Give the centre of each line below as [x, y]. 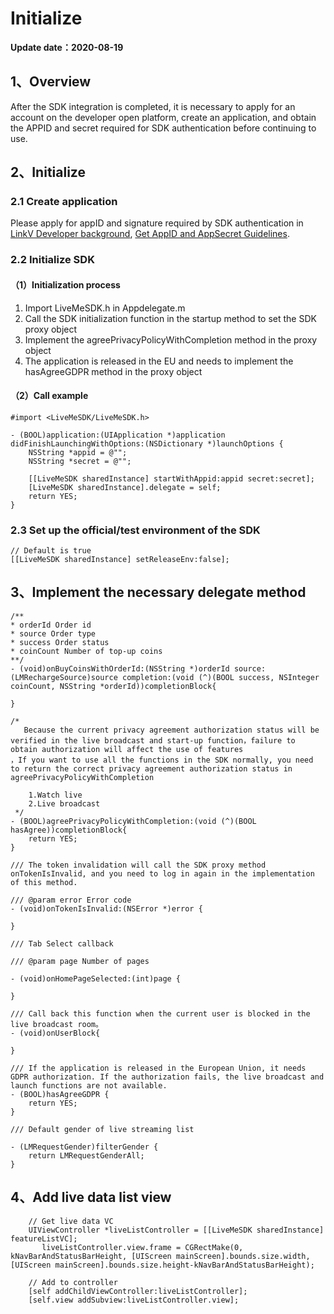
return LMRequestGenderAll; [86, 1155]
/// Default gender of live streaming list [102, 1129]
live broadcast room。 [56, 1024]
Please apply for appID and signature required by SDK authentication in [157, 223]
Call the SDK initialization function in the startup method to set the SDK [170, 318]
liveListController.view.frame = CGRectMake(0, [142, 1247]
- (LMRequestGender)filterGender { [84, 1147]
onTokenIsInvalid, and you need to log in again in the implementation [162, 873]
